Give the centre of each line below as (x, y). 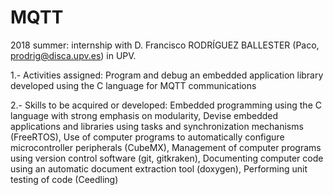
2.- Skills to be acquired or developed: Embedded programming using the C (166, 105)
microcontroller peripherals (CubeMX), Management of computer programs (166, 147)
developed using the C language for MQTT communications (133, 85)
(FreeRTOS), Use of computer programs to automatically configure (147, 137)
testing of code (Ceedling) (64, 179)
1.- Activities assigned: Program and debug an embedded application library (167, 75)
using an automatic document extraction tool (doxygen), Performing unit (159, 168)
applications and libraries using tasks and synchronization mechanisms (157, 126)
